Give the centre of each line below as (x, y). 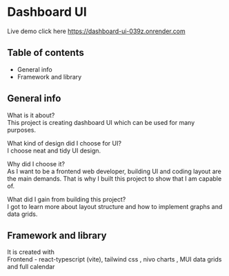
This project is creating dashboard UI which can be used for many (101, 122)
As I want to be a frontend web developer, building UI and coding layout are (114, 171)
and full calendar (31, 267)
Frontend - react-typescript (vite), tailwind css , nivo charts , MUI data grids (114, 259)
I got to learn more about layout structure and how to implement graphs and (115, 206)
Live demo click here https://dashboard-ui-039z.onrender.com (96, 31)
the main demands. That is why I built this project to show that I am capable (114, 178)
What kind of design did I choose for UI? (64, 143)
